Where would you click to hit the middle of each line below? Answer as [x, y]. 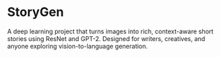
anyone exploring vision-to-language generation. [78, 46]
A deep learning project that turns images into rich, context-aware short [110, 31]
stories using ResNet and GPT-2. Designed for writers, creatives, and [106, 38]
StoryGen [36, 12]
